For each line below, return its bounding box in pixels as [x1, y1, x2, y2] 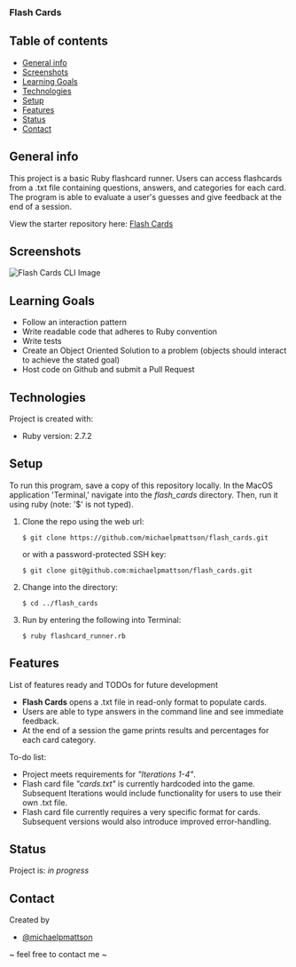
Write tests [21, 336, 62, 347]
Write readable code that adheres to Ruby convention [21, 326, 218, 337]
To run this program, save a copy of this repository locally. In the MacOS [9, 480, 273, 491]
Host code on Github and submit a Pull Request [21, 364, 195, 375]
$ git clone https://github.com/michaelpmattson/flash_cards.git [21, 533, 269, 542]
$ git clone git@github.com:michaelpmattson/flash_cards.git [21, 566, 253, 575]
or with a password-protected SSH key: [21, 548, 167, 559]
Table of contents [9, 34, 108, 49]
